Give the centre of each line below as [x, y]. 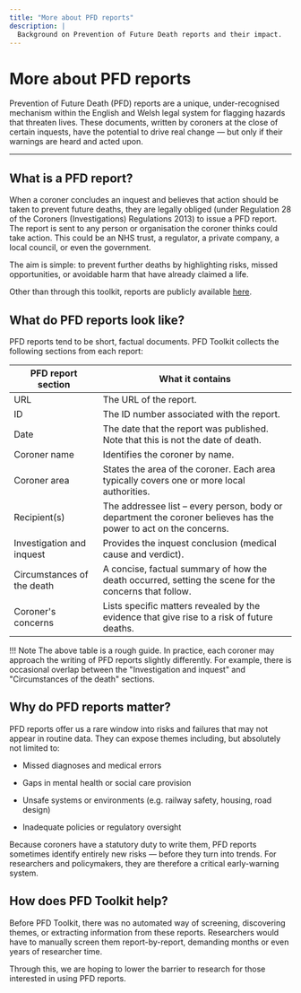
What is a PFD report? [71, 178]
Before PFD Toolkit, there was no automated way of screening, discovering [147, 923]
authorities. [126, 492]
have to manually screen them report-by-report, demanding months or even [149, 942]
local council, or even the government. [80, 248]
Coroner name [44, 454]
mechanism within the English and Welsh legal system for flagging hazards [147, 113]
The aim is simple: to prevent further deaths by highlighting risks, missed [144, 265]
